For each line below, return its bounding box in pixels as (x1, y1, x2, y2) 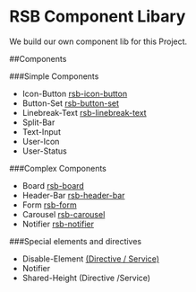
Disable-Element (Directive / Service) (21, 253, 159, 264)
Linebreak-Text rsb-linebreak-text (21, 107, 147, 118)
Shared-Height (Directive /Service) (21, 272, 150, 283)
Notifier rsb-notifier (21, 218, 94, 229)
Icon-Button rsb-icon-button (21, 88, 128, 99)
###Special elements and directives (9, 235, 141, 246)
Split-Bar (21, 117, 55, 128)
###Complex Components (9, 163, 107, 173)
